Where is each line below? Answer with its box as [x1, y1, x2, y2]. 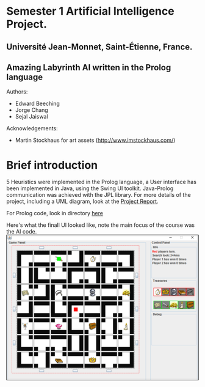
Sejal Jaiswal [15, 113, 48, 120]
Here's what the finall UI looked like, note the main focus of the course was [6, 221, 195, 229]
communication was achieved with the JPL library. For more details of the [6, 191, 191, 199]
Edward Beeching [15, 100, 60, 108]
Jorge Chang [15, 106, 49, 114]
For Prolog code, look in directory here [6, 210, 104, 217]
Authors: [6, 88, 28, 95]
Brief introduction [6, 158, 98, 172]
